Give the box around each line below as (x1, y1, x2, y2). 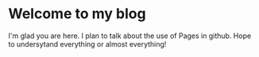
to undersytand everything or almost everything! (8, 39, 167, 48)
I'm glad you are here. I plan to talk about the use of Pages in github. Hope (8, 31, 252, 40)
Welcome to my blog (8, 5, 146, 23)
